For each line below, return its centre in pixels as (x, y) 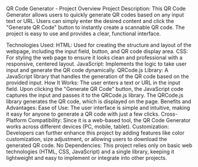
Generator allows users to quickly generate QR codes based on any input (95, 15)
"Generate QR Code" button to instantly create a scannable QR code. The (95, 27)
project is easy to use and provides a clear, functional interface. (84, 34)
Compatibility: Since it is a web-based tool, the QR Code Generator (109, 120)
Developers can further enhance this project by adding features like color (95, 133)
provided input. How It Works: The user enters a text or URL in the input (93, 83)
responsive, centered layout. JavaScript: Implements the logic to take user (97, 64)
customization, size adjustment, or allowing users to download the (87, 139)
